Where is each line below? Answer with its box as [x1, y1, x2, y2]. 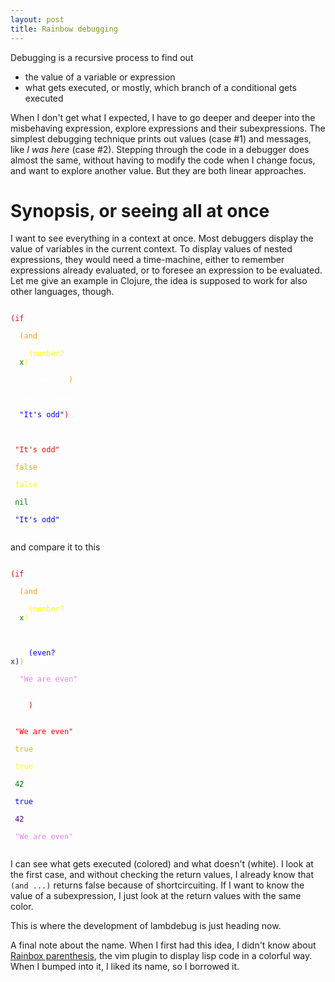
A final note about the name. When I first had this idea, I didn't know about [10, 939, 317, 951]
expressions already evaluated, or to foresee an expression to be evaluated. [10, 264, 323, 276]
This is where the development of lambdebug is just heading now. [10, 920, 282, 932]
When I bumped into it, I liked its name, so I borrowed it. [10, 961, 240, 973]
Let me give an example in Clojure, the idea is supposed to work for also [10, 275, 308, 287]
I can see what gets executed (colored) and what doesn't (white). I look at [10, 858, 314, 870]
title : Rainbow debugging [10, 24, 118, 34]
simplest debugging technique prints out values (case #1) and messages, [10, 132, 312, 145]
